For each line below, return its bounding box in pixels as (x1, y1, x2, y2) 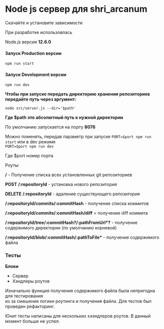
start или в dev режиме (5, 139, 56, 145)
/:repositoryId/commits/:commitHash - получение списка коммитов (5, 201, 149, 207)
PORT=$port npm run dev (5, 144, 54, 149)
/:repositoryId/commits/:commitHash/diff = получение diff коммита (5, 210, 148, 216)
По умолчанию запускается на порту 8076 (5, 124, 96, 130)
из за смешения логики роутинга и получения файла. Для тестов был (5, 298, 152, 304)
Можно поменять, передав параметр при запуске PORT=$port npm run (5, 134, 152, 140)
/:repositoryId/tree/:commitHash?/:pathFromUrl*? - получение (5, 219, 138, 225)
